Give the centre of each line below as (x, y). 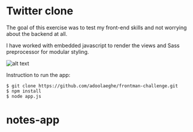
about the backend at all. (37, 33)
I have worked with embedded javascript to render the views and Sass (93, 45)
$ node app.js (24, 96)
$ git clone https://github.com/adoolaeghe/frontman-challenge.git (92, 86)
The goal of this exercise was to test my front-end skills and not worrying (96, 27)
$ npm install (24, 91)
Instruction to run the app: (38, 75)
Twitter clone (40, 11)
